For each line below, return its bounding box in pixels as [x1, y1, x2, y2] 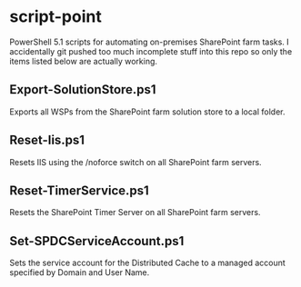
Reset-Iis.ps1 [9, 133, 85, 148]
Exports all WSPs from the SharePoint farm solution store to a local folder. [9, 106, 286, 117]
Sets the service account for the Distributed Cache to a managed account [9, 257, 286, 269]
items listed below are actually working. [9, 55, 157, 66]
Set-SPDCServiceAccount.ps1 [9, 233, 185, 249]
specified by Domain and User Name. [9, 267, 150, 278]
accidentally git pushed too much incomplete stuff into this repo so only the [9, 45, 293, 56]
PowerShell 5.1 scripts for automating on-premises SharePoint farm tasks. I [9, 36, 289, 47]
